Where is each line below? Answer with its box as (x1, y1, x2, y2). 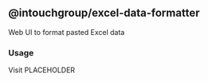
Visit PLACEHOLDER (8, 65, 76, 75)
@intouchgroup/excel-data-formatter (8, 6, 200, 20)
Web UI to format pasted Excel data (8, 27, 125, 37)
